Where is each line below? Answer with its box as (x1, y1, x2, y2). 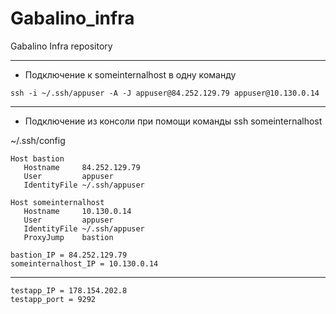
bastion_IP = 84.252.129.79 (10, 250, 128, 260)
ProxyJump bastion (23, 232, 114, 242)
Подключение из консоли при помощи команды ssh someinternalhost (24, 115, 323, 127)
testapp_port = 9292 (10, 294, 97, 304)
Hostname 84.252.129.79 (23, 162, 141, 172)
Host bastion (10, 153, 65, 164)
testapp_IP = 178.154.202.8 (10, 285, 128, 296)
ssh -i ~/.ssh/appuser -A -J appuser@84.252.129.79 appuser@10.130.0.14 (10, 88, 320, 98)
